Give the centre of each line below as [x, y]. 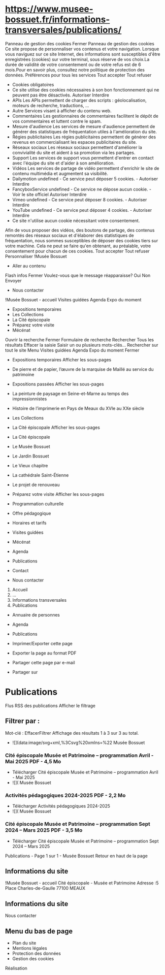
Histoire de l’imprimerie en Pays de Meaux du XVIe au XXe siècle [78, 408]
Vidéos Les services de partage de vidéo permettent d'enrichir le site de [86, 168]
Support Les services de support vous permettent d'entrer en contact [83, 158]
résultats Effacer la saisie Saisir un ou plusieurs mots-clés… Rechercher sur [82, 345]
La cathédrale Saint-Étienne [40, 475]
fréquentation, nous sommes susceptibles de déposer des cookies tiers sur [82, 240]
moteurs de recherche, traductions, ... [51, 105]
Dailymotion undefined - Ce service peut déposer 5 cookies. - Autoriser [85, 179]
